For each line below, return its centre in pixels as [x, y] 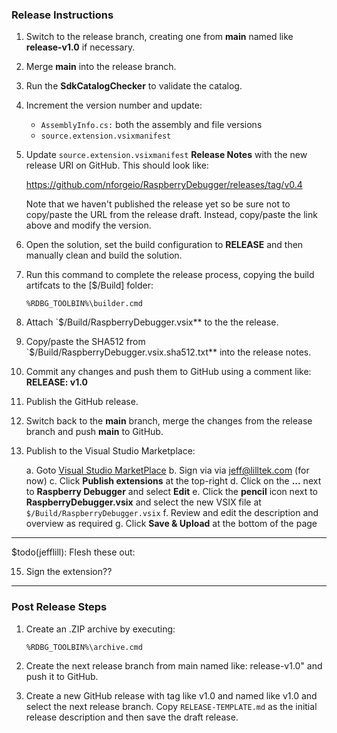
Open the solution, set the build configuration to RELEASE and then [164, 245]
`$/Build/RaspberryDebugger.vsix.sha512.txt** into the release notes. [168, 352]
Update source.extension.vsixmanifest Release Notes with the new [166, 155]
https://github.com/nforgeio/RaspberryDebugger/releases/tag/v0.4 [164, 185]
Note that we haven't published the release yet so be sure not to [158, 204]
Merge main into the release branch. [101, 67]
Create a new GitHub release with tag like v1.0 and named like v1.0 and [171, 695]
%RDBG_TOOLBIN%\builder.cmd [84, 304]
